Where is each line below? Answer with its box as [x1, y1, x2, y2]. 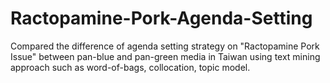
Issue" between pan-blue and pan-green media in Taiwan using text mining [10, 50, 321, 62]
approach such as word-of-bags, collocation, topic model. [10, 61, 251, 73]
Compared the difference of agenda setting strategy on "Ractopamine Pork [10, 40, 320, 52]
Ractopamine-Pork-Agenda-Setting [10, 7, 313, 30]
